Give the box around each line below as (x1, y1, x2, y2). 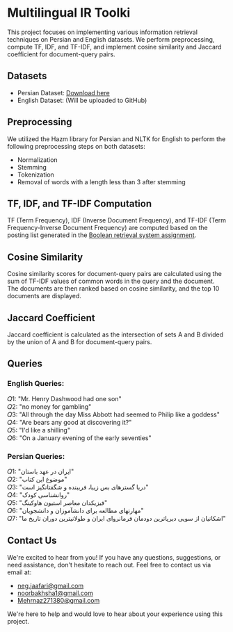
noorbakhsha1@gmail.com (17, 589, 94, 597)
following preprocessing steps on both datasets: (7, 142, 146, 150)
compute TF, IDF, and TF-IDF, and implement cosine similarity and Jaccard (7, 42, 222, 51)
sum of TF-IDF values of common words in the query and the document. (7, 277, 215, 286)
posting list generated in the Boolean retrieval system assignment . (7, 231, 197, 239)
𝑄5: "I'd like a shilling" (7, 426, 71, 434)
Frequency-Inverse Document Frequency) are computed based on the (7, 224, 209, 232)
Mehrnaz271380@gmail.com (17, 596, 100, 604)
